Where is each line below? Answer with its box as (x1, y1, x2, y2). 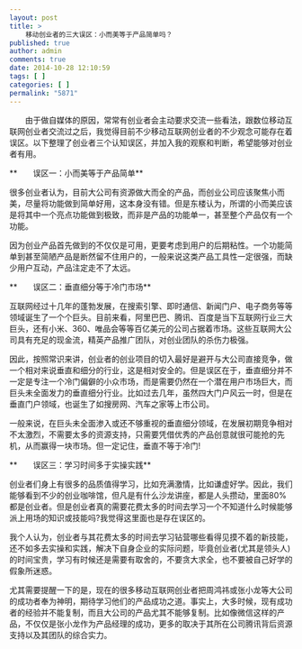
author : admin (9, 47, 63, 56)
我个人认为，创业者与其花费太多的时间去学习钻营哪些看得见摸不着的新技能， (9, 531, 293, 542)
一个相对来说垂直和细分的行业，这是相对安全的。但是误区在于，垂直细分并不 (9, 364, 293, 375)
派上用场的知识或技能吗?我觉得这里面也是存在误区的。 (9, 512, 211, 523)
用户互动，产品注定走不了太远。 (16, 262, 136, 273)
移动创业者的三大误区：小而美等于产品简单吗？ (25, 30, 173, 39)
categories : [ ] (9, 80, 70, 89)
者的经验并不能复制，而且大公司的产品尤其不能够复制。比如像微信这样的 (9, 607, 277, 617)
